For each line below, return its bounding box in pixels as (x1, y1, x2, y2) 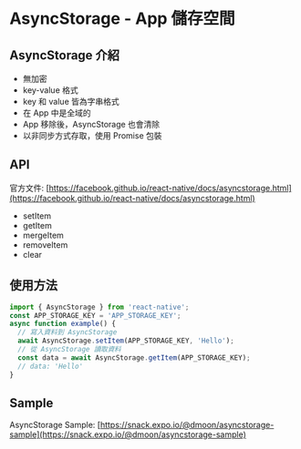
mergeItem (22, 230, 64, 240)
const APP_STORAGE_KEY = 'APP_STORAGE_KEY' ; (9, 311, 182, 320)
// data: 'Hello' (17, 362, 84, 371)
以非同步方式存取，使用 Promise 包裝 (22, 130, 162, 141)
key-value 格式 (22, 85, 79, 96)
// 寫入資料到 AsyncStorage (17, 328, 118, 337)
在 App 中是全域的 (22, 107, 91, 118)
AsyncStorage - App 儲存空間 (9, 8, 235, 29)
